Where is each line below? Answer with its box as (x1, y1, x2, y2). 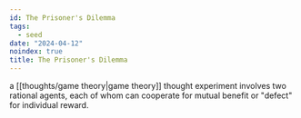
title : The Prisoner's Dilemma (9, 55, 128, 64)
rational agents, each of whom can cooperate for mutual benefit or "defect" (9, 90, 293, 101)
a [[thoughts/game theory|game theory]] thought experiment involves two (9, 81, 286, 91)
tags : (9, 22, 30, 31)
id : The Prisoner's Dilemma (9, 13, 116, 23)
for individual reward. (9, 100, 89, 110)
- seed (17, 30, 43, 39)
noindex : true (9, 47, 64, 56)
